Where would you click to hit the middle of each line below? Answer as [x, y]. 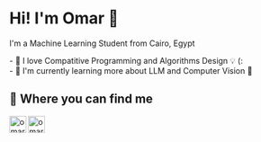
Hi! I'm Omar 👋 [64, 18]
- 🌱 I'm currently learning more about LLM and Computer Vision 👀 [131, 70]
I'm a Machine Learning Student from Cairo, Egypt [102, 43]
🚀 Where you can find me [81, 99]
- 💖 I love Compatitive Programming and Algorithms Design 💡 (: [126, 60]
